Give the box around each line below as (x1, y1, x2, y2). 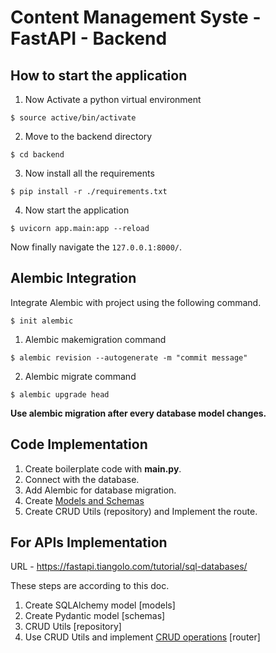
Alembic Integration (10, 270, 137, 287)
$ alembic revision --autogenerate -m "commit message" (10, 352, 248, 363)
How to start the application (10, 67, 188, 84)
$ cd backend (10, 150, 65, 160)
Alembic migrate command (24, 370, 137, 382)
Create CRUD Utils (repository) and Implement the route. (24, 505, 258, 517)
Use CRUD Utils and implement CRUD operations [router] (24, 631, 261, 643)
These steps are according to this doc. (10, 580, 170, 592)
